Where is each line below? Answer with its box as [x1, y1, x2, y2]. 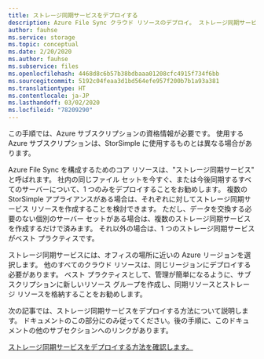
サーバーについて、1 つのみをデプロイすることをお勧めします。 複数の [21, 185, 247, 194]
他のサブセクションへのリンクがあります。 [35, 326, 173, 335]
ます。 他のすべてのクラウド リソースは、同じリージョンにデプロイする [21, 260, 251, 269]
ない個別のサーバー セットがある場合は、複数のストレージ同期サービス [21, 214, 251, 223]
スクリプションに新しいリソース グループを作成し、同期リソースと [8, 280, 222, 288]
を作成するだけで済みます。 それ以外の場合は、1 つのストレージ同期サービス [8, 224, 255, 233]
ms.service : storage [8, 33, 76, 42]
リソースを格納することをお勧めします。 [16, 289, 147, 299]
